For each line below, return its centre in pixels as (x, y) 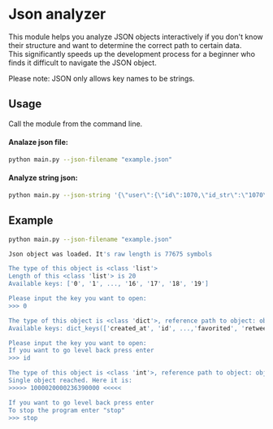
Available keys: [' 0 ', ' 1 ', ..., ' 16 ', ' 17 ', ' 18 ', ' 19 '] (108, 284)
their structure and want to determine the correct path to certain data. (125, 45)
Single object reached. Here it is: (70, 381)
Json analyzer (57, 14)
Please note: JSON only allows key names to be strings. (102, 78)
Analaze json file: (39, 142)
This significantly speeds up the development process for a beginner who (132, 54)
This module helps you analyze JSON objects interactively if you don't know (136, 37)
